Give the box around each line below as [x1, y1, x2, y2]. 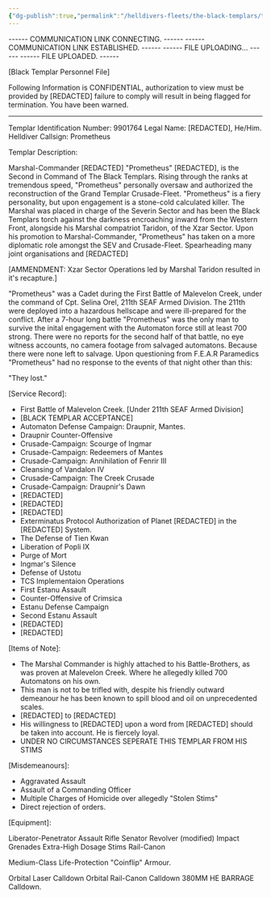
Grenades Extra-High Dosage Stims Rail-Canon [8, 841, 165, 851]
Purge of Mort [19, 550, 67, 560]
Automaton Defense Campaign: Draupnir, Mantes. [19, 421, 186, 431]
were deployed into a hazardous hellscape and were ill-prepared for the [8, 306, 247, 315]
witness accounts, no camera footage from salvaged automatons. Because [8, 340, 258, 350]
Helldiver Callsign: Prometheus [8, 131, 111, 141]
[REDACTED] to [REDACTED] [19, 710, 116, 720]
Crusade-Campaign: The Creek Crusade [19, 473, 155, 483]
